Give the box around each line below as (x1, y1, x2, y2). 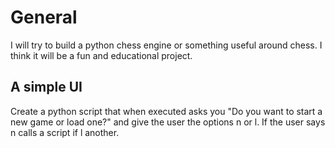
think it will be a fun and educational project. (10, 49, 193, 61)
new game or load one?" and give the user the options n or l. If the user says (10, 116, 326, 128)
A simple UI (10, 79, 83, 96)
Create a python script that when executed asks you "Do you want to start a (10, 105, 323, 117)
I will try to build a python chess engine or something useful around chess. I (10, 39, 323, 51)
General (10, 6, 78, 29)
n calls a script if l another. (10, 126, 120, 138)
